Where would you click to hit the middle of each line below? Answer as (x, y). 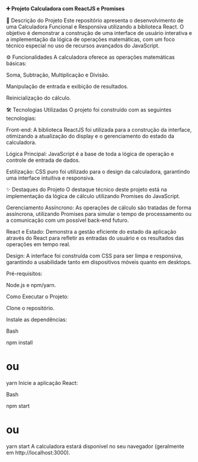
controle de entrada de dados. (43, 160)
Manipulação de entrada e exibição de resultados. (67, 86)
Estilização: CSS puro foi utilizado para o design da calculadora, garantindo (98, 172)
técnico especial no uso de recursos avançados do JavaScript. (83, 46)
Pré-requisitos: (24, 273)
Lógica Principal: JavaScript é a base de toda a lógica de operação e (90, 154)
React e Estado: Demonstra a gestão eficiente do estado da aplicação (91, 232)
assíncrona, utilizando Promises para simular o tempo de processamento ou (99, 214)
